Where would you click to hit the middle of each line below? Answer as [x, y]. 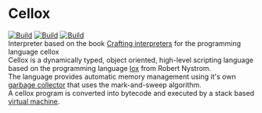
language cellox [34, 51]
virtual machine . [34, 101]
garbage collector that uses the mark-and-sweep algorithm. [105, 85]
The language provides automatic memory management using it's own [122, 76]
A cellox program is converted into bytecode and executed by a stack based [131, 93]
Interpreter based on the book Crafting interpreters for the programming [125, 43]
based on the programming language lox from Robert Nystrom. [110, 68]
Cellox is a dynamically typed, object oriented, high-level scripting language [131, 60]
